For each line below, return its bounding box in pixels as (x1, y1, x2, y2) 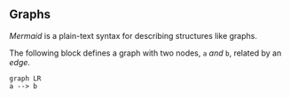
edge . (9, 57, 31, 67)
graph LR (9, 74, 42, 83)
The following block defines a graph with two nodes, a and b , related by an (9, 48, 282, 58)
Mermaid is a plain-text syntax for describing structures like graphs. (9, 30, 257, 41)
